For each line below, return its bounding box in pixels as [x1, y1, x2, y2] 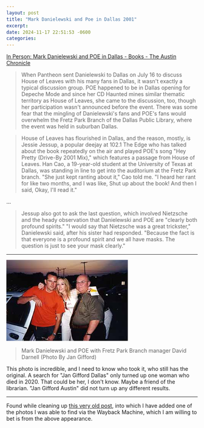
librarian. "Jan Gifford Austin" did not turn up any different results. [6, 385, 171, 392]
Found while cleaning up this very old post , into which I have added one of [6, 402, 192, 410]
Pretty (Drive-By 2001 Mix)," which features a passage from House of [21, 154, 195, 161]
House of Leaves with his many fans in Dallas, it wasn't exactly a [21, 78, 183, 85]
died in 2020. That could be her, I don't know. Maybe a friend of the [6, 378, 175, 385]
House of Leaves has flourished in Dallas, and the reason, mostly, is [21, 134, 191, 142]
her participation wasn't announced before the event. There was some [21, 103, 198, 111]
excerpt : [6, 22, 29, 29]
